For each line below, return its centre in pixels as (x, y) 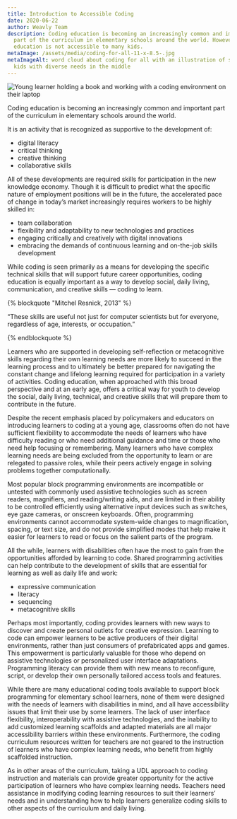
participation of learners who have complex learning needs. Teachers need (116, 785)
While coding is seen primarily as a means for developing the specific (108, 267)
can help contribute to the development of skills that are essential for (107, 565)
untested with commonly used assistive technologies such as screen (107, 492)
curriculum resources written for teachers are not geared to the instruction (116, 742)
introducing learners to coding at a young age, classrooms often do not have (119, 425)
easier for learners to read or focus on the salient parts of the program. (110, 536)
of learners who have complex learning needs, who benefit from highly (110, 749)
